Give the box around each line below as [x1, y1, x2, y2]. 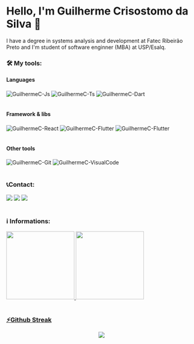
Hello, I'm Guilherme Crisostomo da [6, 4, 189, 18]
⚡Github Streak [6, 316, 52, 324]
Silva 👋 [6, 17, 41, 31]
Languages [6, 76, 35, 83]
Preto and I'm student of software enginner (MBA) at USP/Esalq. [6, 44, 166, 51]
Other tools [6, 145, 35, 152]
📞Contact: [6, 180, 35, 189]
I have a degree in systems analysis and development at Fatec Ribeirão [6, 37, 183, 44]
